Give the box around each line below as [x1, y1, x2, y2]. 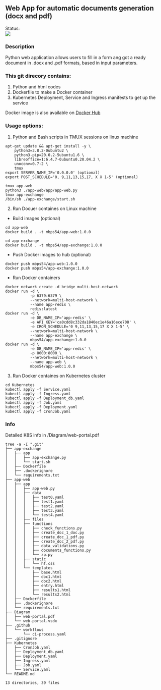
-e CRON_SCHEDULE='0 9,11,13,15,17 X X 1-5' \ [30, 324, 129, 329]
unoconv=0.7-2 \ [14, 161, 49, 166]
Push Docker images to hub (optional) [12, 251, 92, 257]
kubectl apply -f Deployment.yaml [5, 404, 78, 409]
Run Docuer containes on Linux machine [12, 205, 97, 211]
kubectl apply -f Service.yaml [5, 387, 71, 392]
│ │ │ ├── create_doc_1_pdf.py [5, 535, 85, 540]
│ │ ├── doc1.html [5, 574, 62, 579]
